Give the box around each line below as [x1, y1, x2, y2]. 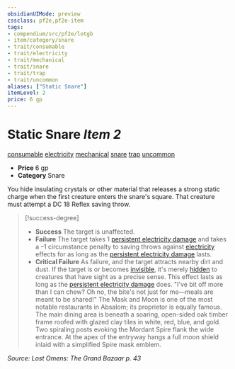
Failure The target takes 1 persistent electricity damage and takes [35, 234, 227, 243]
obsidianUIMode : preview [7, 10, 81, 18]
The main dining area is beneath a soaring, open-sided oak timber [35, 310, 229, 319]
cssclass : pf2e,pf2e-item [7, 17, 84, 24]
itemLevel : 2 [7, 89, 46, 96]
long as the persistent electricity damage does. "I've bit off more [35, 280, 224, 288]
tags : [7, 23, 23, 30]
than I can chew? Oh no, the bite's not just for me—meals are [35, 288, 214, 296]
